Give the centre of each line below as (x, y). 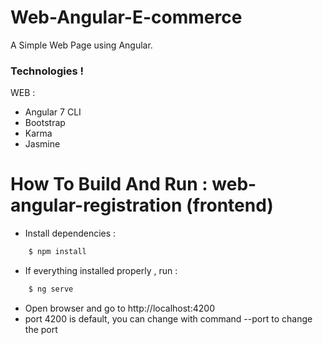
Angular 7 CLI (53, 112)
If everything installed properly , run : (101, 271)
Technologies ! (47, 71)
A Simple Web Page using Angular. (81, 45)
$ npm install (57, 252)
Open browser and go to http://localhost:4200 (119, 308)
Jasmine (42, 144)
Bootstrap (45, 123)
